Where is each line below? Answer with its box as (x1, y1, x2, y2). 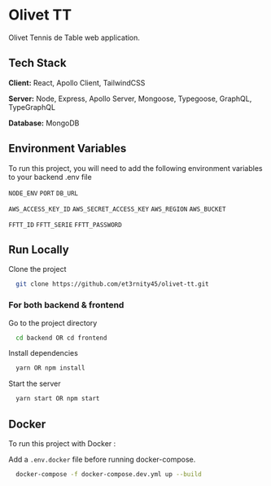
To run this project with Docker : (8, 438, 116, 449)
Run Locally (8, 243, 69, 256)
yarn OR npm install (15, 364, 85, 372)
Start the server (8, 379, 61, 388)
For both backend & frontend (8, 300, 125, 311)
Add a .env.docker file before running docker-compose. (8, 454, 196, 464)
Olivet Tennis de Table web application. (8, 33, 141, 42)
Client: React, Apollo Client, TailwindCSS (8, 77, 146, 87)
